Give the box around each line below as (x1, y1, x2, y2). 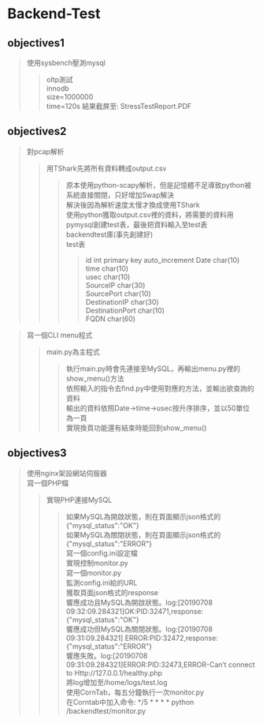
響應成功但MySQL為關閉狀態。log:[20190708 (65, 624, 213, 634)
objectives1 (7, 36, 65, 50)
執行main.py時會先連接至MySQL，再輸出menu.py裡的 (65, 364, 241, 373)
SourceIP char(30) (85, 280, 146, 290)
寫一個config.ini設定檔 (65, 548, 139, 557)
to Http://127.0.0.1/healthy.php (65, 668, 163, 677)
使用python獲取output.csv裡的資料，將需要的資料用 (65, 210, 234, 219)
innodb (46, 84, 70, 93)
